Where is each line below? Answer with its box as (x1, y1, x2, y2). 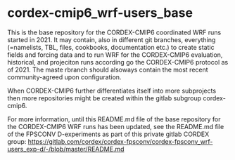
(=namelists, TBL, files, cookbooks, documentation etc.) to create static (7, 43, 215, 51)
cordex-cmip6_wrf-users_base (7, 5, 193, 21)
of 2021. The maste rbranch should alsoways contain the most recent (7, 65, 209, 74)
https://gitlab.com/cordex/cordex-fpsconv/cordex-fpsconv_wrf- (27, 137, 213, 145)
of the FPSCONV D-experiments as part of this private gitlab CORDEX (7, 130, 210, 138)
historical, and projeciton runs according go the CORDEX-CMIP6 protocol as (7, 58, 229, 66)
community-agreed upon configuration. (7, 72, 122, 81)
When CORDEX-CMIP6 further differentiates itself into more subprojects (7, 86, 217, 95)
